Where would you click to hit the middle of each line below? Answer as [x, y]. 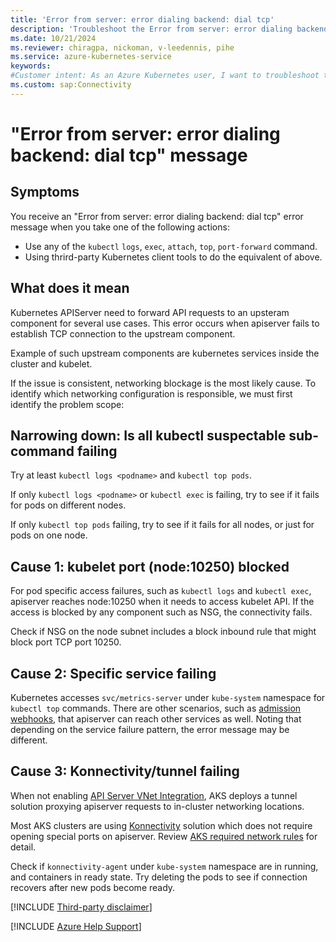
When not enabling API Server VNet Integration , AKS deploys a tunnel [154, 795]
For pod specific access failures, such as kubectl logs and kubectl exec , [161, 591]
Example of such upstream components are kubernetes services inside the [165, 353]
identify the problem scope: [67, 404]
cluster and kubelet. [51, 363]
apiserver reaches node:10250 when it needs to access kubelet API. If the [162, 602]
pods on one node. [49, 535]
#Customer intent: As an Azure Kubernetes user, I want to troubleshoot [165, 76]
